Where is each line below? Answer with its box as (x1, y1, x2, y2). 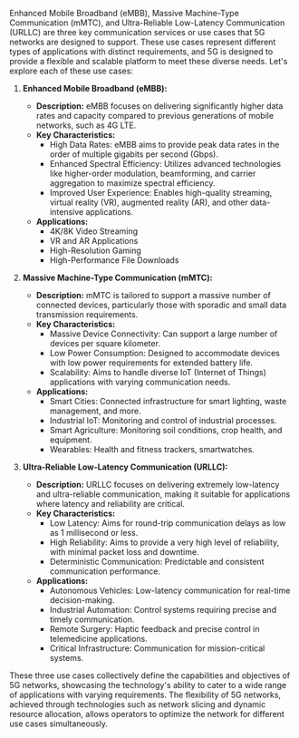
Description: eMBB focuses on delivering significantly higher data (35, 101, 284, 112)
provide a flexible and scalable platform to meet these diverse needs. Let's (9, 56, 288, 66)
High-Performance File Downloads (49, 255, 179, 266)
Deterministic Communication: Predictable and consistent (49, 557, 265, 567)
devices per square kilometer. (49, 338, 161, 348)
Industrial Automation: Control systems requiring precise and (49, 605, 277, 615)
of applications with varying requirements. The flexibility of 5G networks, (9, 689, 282, 700)
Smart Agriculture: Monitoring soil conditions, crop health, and (49, 425, 283, 435)
